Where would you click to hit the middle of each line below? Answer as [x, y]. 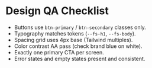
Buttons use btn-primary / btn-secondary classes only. [80, 27]
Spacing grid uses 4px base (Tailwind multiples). [73, 40]
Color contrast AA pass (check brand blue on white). [78, 46]
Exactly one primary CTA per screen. [59, 52]
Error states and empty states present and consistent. [80, 59]
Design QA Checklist [57, 11]
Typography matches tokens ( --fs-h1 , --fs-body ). [75, 33]
